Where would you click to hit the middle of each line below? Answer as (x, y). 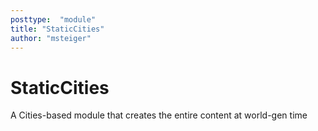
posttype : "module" (53, 19)
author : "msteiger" (51, 38)
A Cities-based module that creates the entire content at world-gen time (159, 115)
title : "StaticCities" (57, 29)
